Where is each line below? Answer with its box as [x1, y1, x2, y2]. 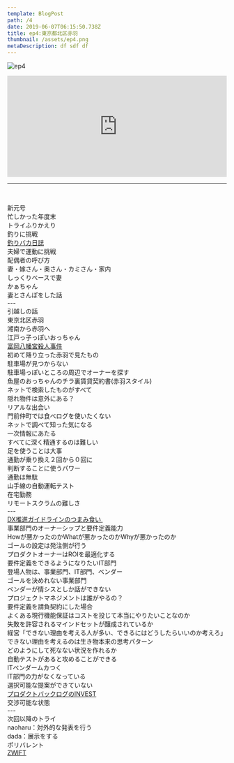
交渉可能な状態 [7, 699, 50, 706]
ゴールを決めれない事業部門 [7, 577, 87, 584]
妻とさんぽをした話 [7, 291, 63, 299]
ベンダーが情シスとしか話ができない [7, 585, 111, 593]
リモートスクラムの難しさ [7, 499, 81, 507]
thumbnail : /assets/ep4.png [7, 36, 89, 43]
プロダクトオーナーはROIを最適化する [7, 550, 116, 558]
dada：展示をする [7, 732, 58, 740]
